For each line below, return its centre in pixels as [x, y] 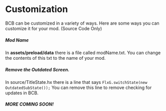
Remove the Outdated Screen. [37, 69]
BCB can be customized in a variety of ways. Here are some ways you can [82, 23]
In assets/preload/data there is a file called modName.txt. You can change [83, 52]
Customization [36, 9]
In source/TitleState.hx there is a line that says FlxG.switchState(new [76, 82]
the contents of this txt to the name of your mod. [55, 58]
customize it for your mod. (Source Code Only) [54, 28]
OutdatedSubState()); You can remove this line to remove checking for [78, 87]
